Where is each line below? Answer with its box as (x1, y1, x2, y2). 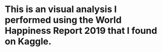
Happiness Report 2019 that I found (5, 25, 157, 36)
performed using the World (5, 14, 122, 26)
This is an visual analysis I (5, 4, 117, 15)
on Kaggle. (5, 36, 52, 47)
